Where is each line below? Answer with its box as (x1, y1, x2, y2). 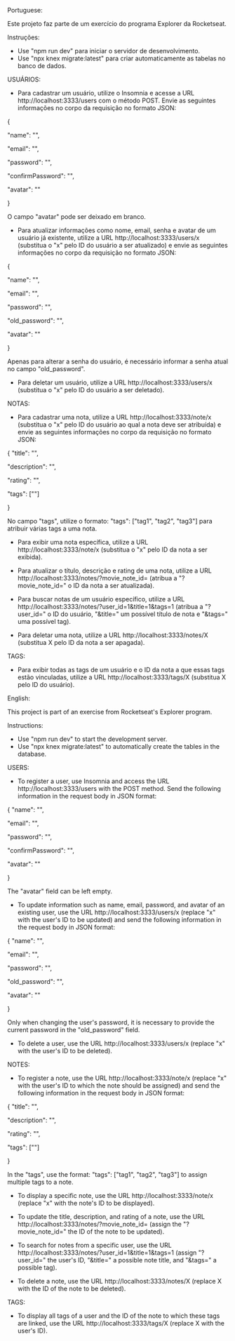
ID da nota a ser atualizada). (73, 582, 154, 589)
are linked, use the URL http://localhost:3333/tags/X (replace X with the (17, 1319, 224, 1327)
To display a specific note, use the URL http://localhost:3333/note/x (17, 1192, 214, 1199)
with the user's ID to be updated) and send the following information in (17, 916, 222, 923)
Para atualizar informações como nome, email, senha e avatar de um (17, 226, 216, 234)
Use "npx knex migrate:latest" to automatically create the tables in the (17, 742, 220, 750)
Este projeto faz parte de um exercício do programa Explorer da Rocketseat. (7, 20, 227, 27)
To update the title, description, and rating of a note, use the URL (17, 1213, 206, 1220)
